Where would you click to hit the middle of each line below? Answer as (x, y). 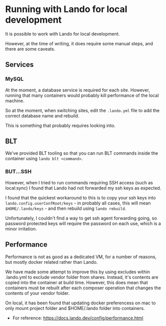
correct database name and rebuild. (42, 116)
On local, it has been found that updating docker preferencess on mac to (80, 303)
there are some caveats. (30, 49)
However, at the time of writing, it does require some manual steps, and (79, 43)
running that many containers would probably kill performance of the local (82, 95)
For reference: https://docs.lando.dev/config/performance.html (78, 318)
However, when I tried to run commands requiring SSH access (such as (79, 182)
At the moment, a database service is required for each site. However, (77, 90)
